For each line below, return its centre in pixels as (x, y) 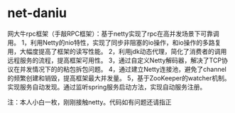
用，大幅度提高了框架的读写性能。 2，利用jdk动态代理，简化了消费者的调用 (117, 51)
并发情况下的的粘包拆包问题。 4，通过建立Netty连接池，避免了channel (123, 69)
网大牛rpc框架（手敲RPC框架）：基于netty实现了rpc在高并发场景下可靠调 (114, 33)
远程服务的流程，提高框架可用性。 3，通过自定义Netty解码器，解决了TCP (115, 60)
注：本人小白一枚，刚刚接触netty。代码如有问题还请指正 (89, 102)
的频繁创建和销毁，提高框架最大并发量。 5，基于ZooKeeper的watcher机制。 (119, 78)
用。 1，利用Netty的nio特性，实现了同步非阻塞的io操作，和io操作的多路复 (114, 42)
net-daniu (37, 13)
